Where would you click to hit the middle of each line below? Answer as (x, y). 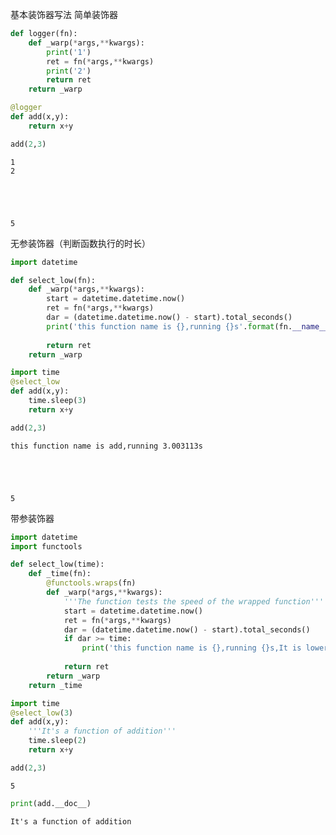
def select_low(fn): (53, 280)
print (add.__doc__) (51, 803)
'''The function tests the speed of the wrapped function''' (194, 601)
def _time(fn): (60, 574)
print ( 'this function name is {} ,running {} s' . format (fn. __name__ (187, 326)
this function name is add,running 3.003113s (106, 446)
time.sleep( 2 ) (57, 741)
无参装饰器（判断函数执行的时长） (80, 243)
